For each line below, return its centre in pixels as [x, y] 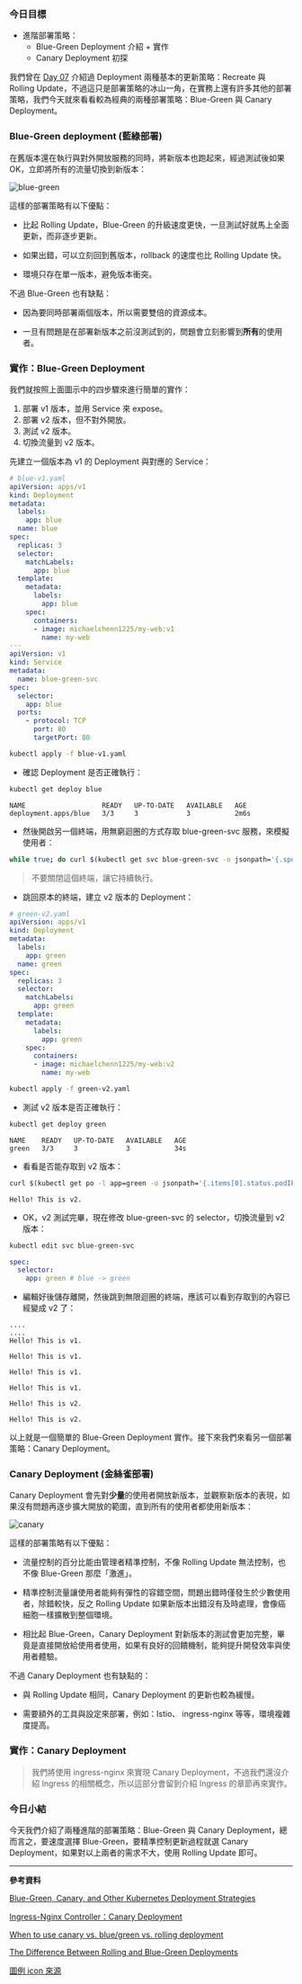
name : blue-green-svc [58, 679]
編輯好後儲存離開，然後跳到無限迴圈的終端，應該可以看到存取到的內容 [152, 1297]
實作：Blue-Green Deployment [77, 368]
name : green [40, 964]
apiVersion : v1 [38, 654]
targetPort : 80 [62, 738]
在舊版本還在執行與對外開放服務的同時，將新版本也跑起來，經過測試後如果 [147, 157]
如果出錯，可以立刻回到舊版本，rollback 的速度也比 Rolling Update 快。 [154, 255]
